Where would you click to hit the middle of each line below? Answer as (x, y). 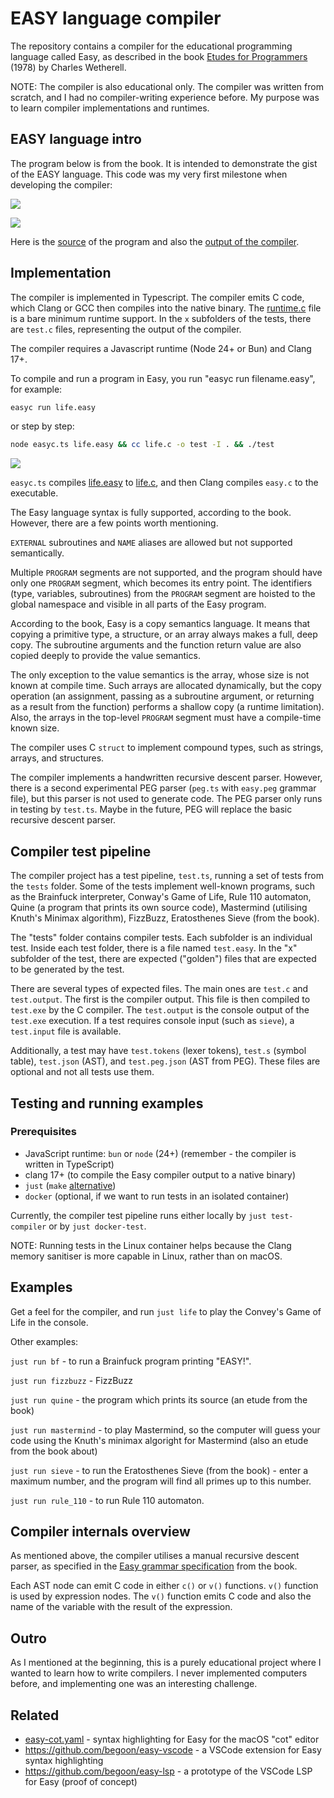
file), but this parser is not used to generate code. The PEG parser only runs (166, 799)
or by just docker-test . (97, 1226)
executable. (34, 493)
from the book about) (54, 1451)
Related (35, 1715)
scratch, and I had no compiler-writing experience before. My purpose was (165, 97)
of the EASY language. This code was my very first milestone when (149, 174)
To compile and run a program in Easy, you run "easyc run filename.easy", (163, 378)
